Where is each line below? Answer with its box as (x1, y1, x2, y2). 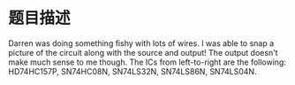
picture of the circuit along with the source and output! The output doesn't (8, 47, 279, 58)
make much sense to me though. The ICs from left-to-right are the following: (8, 57, 286, 67)
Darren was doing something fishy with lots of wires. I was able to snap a (8, 37, 275, 49)
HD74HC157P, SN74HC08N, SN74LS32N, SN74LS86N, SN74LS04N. (8, 66, 257, 76)
